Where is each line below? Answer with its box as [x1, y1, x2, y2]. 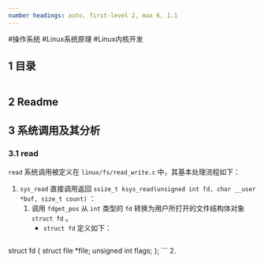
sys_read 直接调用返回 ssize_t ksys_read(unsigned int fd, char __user [19, 183, 256, 193]
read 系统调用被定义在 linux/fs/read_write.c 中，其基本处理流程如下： [8, 167, 240, 176]
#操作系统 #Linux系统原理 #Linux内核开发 [8, 34, 143, 43]
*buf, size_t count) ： [19, 194, 96, 203]
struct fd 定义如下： [43, 223, 112, 232]
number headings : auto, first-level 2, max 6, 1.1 [8, 11, 178, 20]
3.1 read [8, 148, 39, 159]
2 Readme [8, 95, 59, 109]
